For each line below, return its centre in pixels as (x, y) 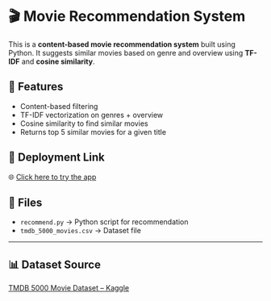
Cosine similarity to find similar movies (84, 123)
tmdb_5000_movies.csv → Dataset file (80, 231)
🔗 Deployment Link (56, 158)
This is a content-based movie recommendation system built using (122, 44)
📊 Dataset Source (54, 264)
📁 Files (25, 202)
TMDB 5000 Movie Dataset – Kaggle (69, 288)
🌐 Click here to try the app (52, 177)
